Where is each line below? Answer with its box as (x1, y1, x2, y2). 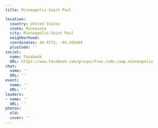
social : (5, 49, 22, 55)
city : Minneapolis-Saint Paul (10, 31, 74, 36)
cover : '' (10, 115, 30, 120)
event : (5, 78, 19, 83)
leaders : (5, 92, 24, 97)
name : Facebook (10, 54, 42, 59)
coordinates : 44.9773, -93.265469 (10, 40, 83, 46)
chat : (5, 64, 17, 69)
